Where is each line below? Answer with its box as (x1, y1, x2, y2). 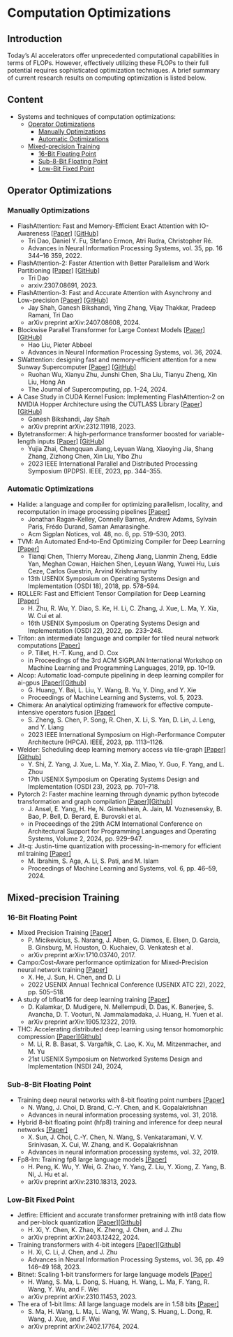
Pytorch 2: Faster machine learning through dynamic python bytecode (17, 789, 220, 798)
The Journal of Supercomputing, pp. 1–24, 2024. (27, 385, 167, 393)
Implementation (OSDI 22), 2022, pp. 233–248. (27, 626, 163, 634)
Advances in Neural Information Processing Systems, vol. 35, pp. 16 (27, 243, 223, 252)
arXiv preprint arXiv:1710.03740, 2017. (27, 951, 136, 959)
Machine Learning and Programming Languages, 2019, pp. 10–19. (27, 663, 216, 672)
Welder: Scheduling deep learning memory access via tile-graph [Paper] (17, 745, 226, 753)
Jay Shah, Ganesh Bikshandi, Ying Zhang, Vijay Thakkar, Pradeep (27, 303, 216, 312)
